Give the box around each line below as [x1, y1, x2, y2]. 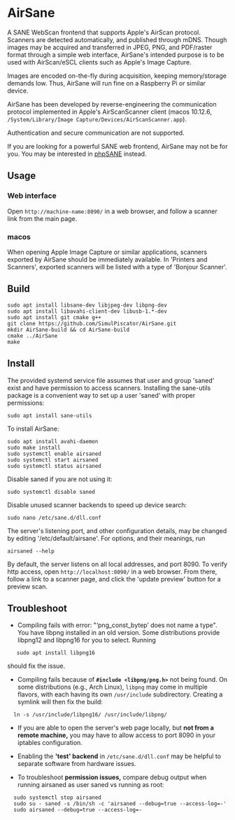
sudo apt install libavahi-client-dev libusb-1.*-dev [7, 307, 168, 315]
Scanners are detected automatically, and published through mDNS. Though [7, 35, 227, 43]
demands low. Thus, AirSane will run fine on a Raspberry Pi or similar [7, 79, 206, 87]
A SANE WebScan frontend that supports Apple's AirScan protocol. [7, 28, 201, 36]
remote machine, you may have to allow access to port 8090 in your [17, 731, 215, 739]
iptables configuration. [17, 739, 83, 747]
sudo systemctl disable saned [7, 488, 96, 495]
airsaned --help [7, 547, 55, 555]
